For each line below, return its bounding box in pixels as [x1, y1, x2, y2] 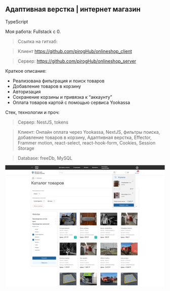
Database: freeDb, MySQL [17, 155, 72, 161]
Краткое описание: [5, 68, 47, 74]
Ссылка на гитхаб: [17, 38, 58, 44]
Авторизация [12, 89, 41, 95]
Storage [17, 145, 34, 151]
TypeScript [5, 18, 28, 24]
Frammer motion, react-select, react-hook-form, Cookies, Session [17, 139, 156, 145]
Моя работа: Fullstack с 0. [5, 28, 61, 35]
